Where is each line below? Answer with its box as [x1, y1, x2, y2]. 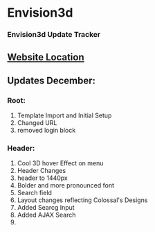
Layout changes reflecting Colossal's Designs [17, 196, 148, 204]
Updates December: [7, 74, 95, 86]
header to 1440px [17, 174, 68, 182]
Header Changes [17, 167, 66, 175]
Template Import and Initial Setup [17, 111, 112, 119]
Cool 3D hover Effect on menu [17, 159, 104, 167]
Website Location [7, 51, 84, 63]
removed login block [17, 126, 76, 135]
